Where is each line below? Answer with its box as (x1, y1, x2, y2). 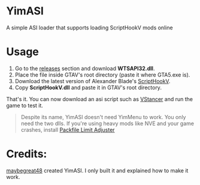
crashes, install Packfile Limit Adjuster (20, 126, 115, 133)
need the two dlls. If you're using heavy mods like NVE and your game (20, 120, 195, 127)
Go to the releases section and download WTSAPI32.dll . (14, 65, 155, 72)
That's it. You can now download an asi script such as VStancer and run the (6, 95, 193, 102)
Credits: (6, 147, 47, 161)
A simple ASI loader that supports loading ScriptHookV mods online (6, 24, 173, 31)
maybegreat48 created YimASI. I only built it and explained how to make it (6, 166, 189, 174)
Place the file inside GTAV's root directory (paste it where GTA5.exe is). (14, 71, 190, 78)
